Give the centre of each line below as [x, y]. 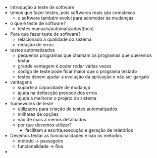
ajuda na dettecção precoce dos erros [57, 93]
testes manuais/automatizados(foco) [56, 29]
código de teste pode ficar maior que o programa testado [77, 71]
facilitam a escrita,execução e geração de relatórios [79, 130]
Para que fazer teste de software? [45, 34]
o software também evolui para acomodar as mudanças [75, 18]
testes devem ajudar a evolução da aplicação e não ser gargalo [83, 77]
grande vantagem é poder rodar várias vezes [65, 66]
